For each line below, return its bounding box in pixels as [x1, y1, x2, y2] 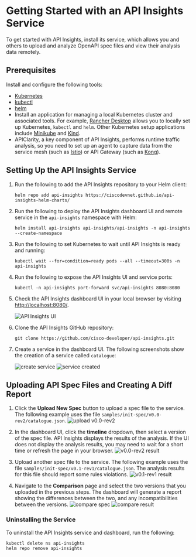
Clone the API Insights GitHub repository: [14, 324, 114, 331]
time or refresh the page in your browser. [14, 447, 114, 455]
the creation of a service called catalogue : [14, 351, 116, 358]
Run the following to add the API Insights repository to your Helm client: [14, 180, 187, 188]
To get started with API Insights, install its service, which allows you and [6, 36, 180, 43]
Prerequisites [6, 66, 56, 76]
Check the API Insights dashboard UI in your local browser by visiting [14, 295, 181, 302]
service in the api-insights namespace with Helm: [14, 214, 137, 221]
